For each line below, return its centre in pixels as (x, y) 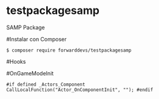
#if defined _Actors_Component (46, 84)
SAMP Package (26, 27)
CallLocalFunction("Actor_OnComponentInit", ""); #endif (80, 90)
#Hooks (16, 61)
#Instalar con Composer (36, 39)
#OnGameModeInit (30, 73)
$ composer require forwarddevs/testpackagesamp (69, 50)
